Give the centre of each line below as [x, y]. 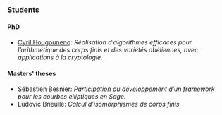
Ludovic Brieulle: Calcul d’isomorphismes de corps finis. [99, 104]
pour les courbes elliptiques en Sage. [72, 97]
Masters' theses [32, 73]
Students [24, 10]
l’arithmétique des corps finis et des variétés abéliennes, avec [108, 50]
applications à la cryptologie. [60, 57]
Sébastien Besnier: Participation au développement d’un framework [116, 89]
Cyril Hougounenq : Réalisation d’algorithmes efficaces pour [105, 42]
